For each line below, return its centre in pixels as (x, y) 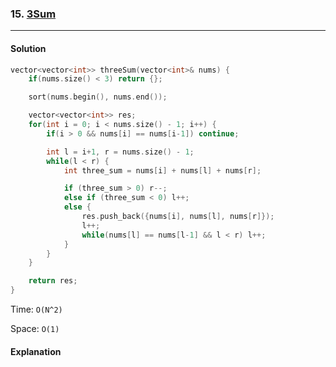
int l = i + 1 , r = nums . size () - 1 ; (120, 152)
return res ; (53, 281)
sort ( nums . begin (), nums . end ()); (98, 97)
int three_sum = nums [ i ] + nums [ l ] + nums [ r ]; (162, 170)
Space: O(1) (35, 328)
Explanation (36, 351)
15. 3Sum (33, 14)
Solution (28, 48)
